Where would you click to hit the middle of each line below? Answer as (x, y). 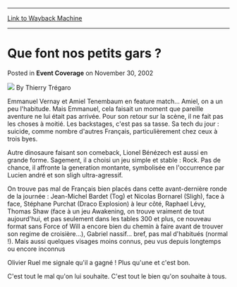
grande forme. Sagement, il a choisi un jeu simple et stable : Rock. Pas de (114, 160)
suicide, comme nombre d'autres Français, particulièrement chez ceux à (113, 131)
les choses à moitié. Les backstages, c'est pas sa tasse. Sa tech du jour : (114, 124)
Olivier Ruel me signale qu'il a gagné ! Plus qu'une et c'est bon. (99, 262)
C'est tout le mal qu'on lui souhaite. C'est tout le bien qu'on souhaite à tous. (117, 276)
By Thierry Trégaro (43, 87)
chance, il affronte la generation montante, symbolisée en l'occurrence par (116, 168)
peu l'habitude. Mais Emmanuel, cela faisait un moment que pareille (105, 109)
